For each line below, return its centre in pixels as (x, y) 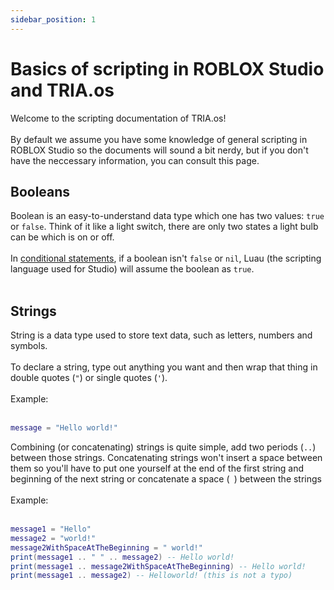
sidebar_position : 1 (53, 19)
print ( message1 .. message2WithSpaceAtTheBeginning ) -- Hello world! (158, 566)
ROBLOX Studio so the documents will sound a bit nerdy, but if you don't (159, 150)
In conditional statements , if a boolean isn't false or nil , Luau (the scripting (166, 258)
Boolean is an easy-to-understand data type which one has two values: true (167, 216)
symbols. (29, 346)
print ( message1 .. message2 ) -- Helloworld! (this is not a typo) (151, 576)
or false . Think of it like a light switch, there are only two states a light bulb (164, 227)
